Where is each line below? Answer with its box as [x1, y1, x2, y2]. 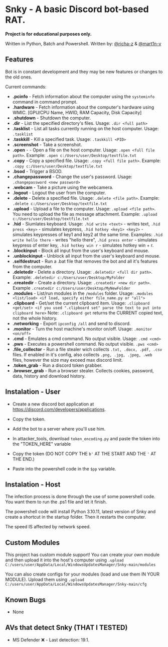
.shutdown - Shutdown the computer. [12, 115, 91, 121]
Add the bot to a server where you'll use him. [12, 426, 106, 432]
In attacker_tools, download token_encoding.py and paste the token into [12, 435, 160, 441]
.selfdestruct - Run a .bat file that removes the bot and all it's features [12, 258, 158, 264]
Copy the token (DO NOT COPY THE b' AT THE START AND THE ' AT [12, 450, 156, 456]
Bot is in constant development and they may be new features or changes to [5, 68, 163, 74]
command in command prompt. [12, 99, 78, 105]
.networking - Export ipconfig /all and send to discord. [12, 320, 131, 327]
